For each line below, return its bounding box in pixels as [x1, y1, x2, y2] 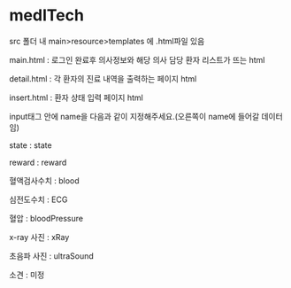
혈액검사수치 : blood [9, 175, 80, 186]
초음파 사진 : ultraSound [9, 250, 95, 261]
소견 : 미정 [9, 269, 45, 280]
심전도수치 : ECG [9, 194, 68, 205]
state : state [9, 139, 52, 151]
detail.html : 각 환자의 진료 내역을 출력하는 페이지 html [9, 73, 197, 84]
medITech [9, 5, 84, 26]
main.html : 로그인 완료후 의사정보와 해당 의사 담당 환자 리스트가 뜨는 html [9, 54, 265, 65]
